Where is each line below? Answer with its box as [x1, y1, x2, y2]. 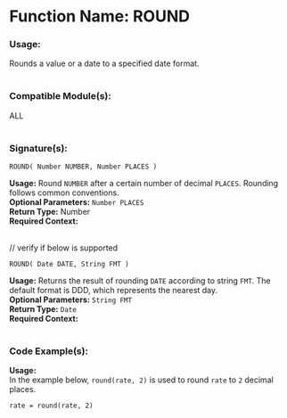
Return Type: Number [9, 207, 91, 217]
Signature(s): [9, 142, 69, 154]
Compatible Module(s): [9, 90, 111, 102]
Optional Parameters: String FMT [9, 294, 132, 305]
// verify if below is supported [9, 242, 119, 253]
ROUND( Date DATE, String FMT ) [9, 260, 129, 269]
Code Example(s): [9, 345, 89, 357]
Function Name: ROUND [9, 6, 190, 27]
